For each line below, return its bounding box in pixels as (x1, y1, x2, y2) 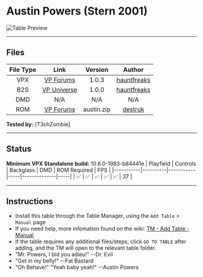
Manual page (14, 219, 47, 226)
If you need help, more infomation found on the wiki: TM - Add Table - (14, 225, 190, 232)
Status (6, 144, 32, 154)
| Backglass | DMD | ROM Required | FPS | (6, 166, 111, 174)
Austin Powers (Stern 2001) (6, 4, 148, 18)
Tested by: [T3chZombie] (6, 120, 71, 128)
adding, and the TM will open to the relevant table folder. (14, 244, 156, 252)
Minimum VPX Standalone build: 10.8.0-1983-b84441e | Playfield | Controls (6, 160, 196, 167)
